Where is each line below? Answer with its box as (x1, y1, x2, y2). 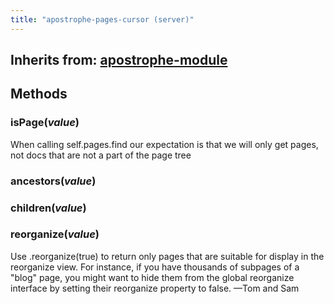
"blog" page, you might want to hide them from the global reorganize (10, 271, 295, 283)
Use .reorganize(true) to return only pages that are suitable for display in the (10, 250, 325, 262)
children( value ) (10, 201, 87, 215)
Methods (10, 86, 68, 103)
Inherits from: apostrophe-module (10, 52, 228, 69)
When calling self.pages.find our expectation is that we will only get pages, (10, 138, 319, 150)
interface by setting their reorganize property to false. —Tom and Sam (10, 282, 300, 294)
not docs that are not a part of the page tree (10, 149, 192, 161)
